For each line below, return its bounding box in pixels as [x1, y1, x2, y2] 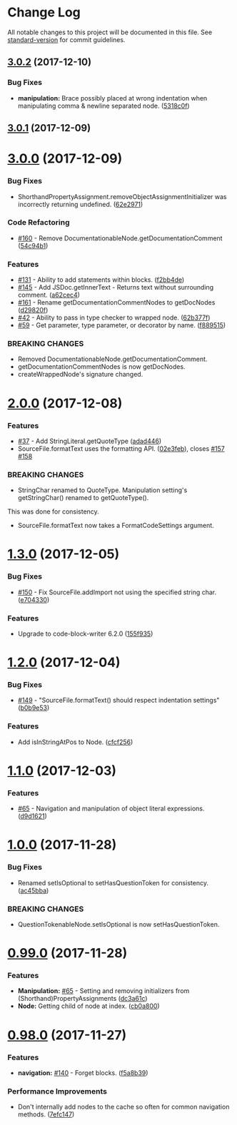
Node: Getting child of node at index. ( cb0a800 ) [17, 1002, 160, 1010]
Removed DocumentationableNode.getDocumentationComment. [17, 355, 208, 364]
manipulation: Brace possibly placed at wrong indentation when [17, 93, 208, 102]
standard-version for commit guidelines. [7, 35, 126, 44]
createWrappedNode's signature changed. [17, 370, 143, 379]
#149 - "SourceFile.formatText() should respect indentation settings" [17, 696, 220, 705]
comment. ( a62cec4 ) [17, 290, 81, 300]
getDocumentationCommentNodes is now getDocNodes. [17, 362, 186, 371]
